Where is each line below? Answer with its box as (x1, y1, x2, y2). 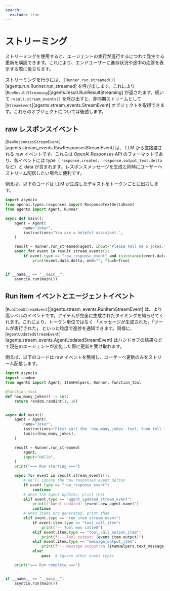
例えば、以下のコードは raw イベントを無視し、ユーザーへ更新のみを (5, 354, 149, 360)
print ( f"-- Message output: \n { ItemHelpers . (41, 544, 137, 549)
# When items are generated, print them (23, 511, 110, 516)
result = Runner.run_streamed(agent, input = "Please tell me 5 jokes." (14, 244, 166, 249)
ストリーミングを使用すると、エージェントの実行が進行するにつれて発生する (5, 53, 164, 59)
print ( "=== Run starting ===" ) (14, 464, 80, 469)
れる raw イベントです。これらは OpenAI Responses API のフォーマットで (5, 151, 159, 157)
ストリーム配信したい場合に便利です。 (5, 170, 85, 176)
